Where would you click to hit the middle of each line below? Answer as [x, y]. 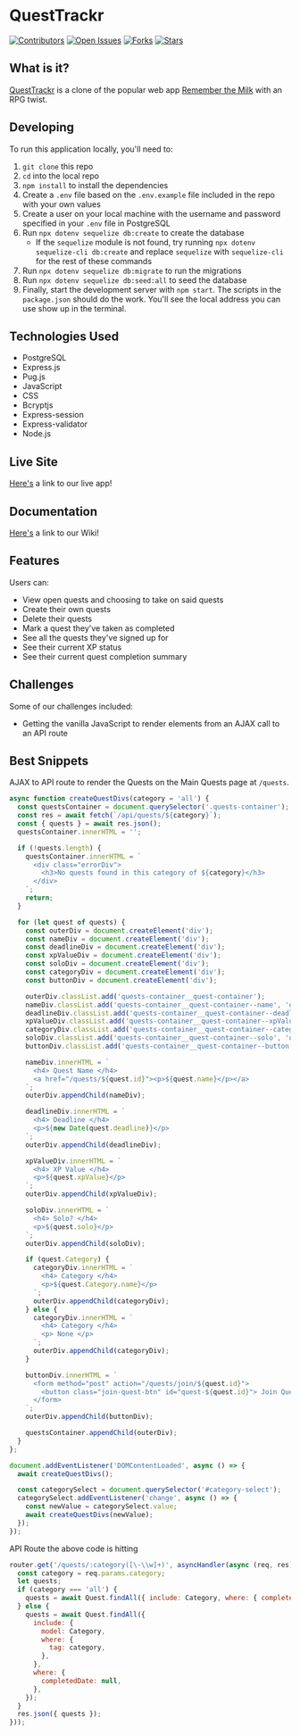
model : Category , [73, 1631]
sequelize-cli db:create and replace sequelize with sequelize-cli [159, 252]
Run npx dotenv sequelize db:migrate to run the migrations [132, 270]
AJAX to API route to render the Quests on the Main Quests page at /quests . [150, 783]
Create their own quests [67, 609]
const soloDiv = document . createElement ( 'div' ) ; [117, 964]
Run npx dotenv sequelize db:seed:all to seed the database [134, 280]
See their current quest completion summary [104, 656]
